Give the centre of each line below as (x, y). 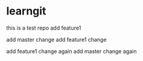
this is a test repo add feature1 (44, 28)
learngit (26, 11)
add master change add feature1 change (56, 39)
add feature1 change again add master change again (71, 51)
